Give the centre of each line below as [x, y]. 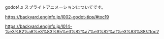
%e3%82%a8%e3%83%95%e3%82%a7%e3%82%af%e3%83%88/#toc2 [82, 31]
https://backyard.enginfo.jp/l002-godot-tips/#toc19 [57, 17]
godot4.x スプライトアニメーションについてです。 [55, 7]
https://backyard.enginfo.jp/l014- [39, 26]
